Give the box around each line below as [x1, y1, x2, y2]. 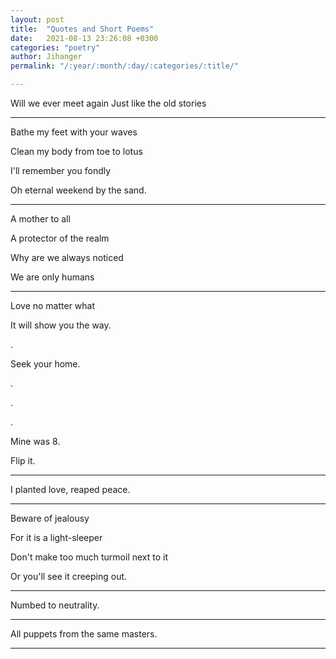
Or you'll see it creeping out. [10, 571, 128, 582]
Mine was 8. [10, 436, 61, 447]
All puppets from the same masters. [10, 628, 158, 640]
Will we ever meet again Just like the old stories [10, 97, 207, 109]
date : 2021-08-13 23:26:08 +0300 [10, 33, 159, 43]
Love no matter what [10, 300, 96, 311]
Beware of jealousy [10, 512, 90, 524]
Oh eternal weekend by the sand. [10, 184, 147, 196]
